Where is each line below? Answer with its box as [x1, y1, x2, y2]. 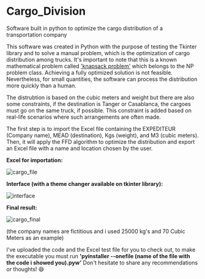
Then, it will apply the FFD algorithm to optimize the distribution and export [6, 138, 195, 145]
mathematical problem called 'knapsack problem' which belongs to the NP [6, 62, 194, 70]
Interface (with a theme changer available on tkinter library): [6, 180, 163, 187]
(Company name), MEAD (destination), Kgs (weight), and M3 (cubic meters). [6, 132, 199, 139]
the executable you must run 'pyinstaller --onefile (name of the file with [6, 252, 190, 259]
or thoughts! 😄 [6, 265, 45, 273]
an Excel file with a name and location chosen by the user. [6, 144, 153, 152]
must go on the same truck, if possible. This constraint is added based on [6, 106, 192, 114]
